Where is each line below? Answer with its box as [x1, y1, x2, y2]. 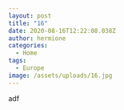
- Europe [15, 64, 45, 72]
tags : [8, 57, 26, 65]
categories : [8, 42, 48, 50]
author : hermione [8, 34, 66, 43]
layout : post [8, 11, 52, 20]
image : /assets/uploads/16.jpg [8, 71, 113, 79]
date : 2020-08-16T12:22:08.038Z [8, 26, 116, 35]
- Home [15, 49, 38, 57]
